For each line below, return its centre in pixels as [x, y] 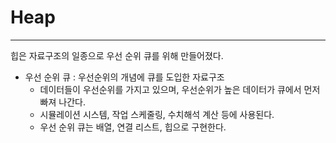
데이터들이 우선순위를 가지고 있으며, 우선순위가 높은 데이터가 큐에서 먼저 [180, 89]
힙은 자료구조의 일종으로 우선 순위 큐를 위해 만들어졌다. [117, 55]
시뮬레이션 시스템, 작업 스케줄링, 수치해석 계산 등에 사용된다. [157, 114]
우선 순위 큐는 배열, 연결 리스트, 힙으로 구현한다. [133, 127]
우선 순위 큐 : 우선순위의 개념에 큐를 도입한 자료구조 [124, 77]
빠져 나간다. [62, 102]
